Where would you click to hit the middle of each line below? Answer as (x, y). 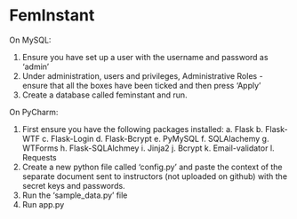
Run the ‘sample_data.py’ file (75, 195)
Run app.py (43, 204)
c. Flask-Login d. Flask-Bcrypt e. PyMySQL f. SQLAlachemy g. (155, 138)
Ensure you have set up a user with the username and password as (145, 57)
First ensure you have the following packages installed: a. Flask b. (143, 129)
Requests (39, 157)
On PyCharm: (34, 112)
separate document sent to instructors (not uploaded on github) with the (154, 176)
